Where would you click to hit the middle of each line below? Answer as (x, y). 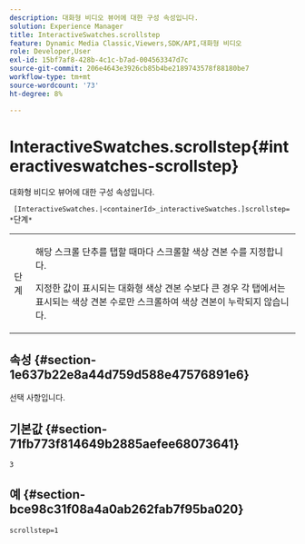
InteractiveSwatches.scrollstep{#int (149, 147)
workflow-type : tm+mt (50, 77)
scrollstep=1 (34, 530)
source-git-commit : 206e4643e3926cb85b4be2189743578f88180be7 (129, 69)
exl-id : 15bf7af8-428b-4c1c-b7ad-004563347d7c (99, 60)
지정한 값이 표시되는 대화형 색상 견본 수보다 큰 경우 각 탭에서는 (160, 289)
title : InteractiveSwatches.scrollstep (85, 35)
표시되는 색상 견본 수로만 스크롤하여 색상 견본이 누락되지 (148, 302)
